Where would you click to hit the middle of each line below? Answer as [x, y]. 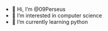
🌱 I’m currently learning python [50, 22]
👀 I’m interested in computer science [57, 15]
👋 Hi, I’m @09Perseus [38, 9]
